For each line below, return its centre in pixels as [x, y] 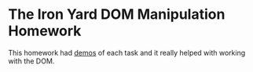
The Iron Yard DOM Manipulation [117, 14]
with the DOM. [31, 61]
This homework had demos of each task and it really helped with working [127, 52]
